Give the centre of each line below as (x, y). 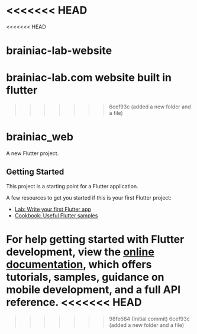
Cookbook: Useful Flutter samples (56, 215)
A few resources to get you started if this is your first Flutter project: (89, 197)
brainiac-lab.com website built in (89, 78)
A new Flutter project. (33, 153)
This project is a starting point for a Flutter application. (72, 186)
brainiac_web (40, 137)
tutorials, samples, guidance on (85, 277)
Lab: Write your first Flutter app (53, 209)
